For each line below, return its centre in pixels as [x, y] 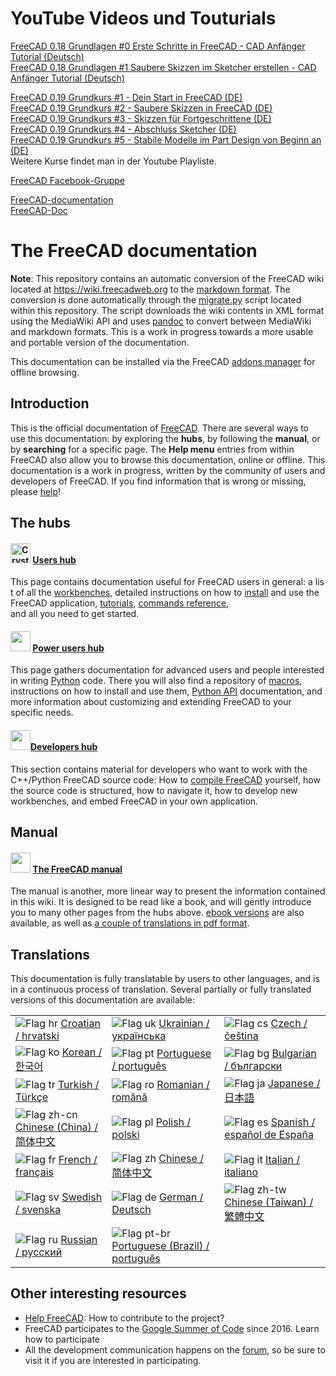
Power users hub [68, 648]
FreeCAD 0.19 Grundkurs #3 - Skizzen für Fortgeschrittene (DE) [141, 118]
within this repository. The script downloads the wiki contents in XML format [167, 310]
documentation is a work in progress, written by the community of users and [168, 470]
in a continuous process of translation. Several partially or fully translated [161, 989]
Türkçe [32, 1097]
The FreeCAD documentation [134, 251]
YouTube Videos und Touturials [143, 18]
